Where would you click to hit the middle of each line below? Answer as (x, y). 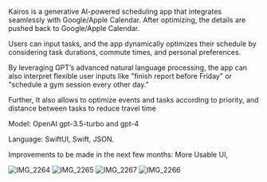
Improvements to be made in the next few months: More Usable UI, (118, 155)
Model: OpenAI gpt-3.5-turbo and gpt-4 (74, 124)
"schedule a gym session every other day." (79, 84)
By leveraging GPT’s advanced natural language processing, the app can (128, 68)
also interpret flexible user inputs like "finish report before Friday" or (120, 76)
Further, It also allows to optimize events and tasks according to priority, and (133, 100)
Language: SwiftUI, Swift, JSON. (61, 139)
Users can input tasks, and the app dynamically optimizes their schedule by (132, 44)
